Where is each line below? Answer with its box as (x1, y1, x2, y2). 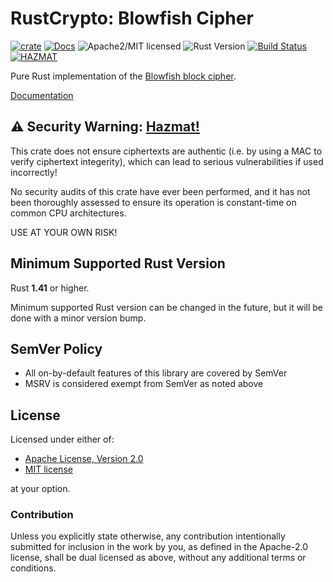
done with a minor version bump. (10, 312, 147, 324)
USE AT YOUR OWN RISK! (10, 226, 118, 238)
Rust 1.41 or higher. (10, 282, 90, 294)
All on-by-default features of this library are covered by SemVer (24, 367, 288, 379)
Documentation (10, 89, 74, 101)
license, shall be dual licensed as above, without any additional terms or (10, 552, 307, 564)
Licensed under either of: (10, 433, 115, 446)
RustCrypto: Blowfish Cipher (10, 7, 254, 30)
